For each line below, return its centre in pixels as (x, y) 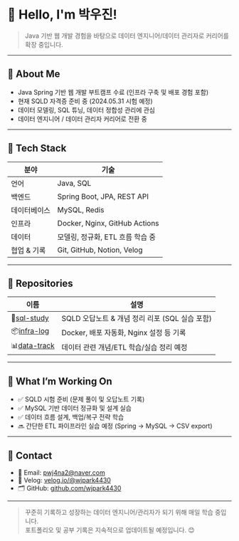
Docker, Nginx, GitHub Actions (108, 223)
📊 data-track (33, 346)
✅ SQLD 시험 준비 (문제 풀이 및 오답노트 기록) (81, 399)
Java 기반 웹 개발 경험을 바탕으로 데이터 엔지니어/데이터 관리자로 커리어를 (127, 36)
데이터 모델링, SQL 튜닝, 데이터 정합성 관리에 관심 (86, 110)
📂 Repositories (40, 283)
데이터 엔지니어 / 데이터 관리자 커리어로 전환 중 (83, 119)
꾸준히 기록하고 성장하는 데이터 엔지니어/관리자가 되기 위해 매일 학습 (119, 512)
